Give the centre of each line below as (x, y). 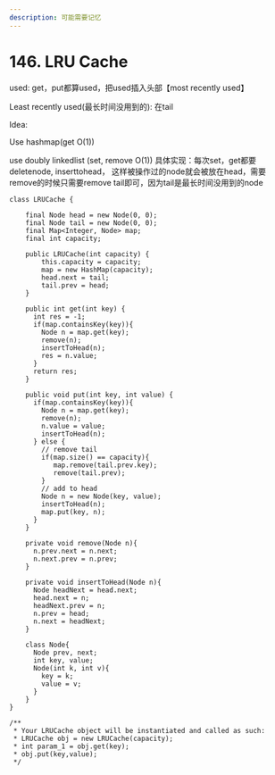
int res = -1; (59, 317)
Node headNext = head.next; (85, 590)
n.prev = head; (61, 613)
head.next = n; (61, 598)
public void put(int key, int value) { (100, 395)
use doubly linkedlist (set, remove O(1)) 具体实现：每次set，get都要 (133, 160)
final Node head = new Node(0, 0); (92, 215)
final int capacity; (63, 238)
